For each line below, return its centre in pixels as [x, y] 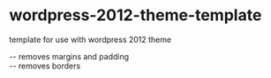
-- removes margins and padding [69, 56]
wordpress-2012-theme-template [135, 15]
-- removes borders [45, 66]
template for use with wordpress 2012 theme [90, 39]
